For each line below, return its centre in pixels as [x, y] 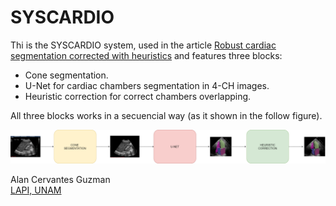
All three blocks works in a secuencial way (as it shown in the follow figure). [166, 115]
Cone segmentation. [66, 75]
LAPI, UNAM [36, 190]
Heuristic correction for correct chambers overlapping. [138, 96]
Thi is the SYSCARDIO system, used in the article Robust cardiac [143, 45]
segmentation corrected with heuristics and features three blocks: [146, 55]
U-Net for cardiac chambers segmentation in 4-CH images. [147, 85]
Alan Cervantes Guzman [60, 180]
